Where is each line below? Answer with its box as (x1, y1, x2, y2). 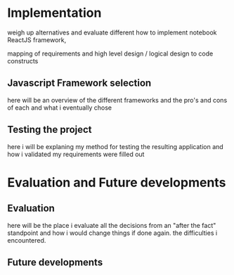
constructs (7, 56, 39, 65)
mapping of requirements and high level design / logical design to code (7, 49, 214, 58)
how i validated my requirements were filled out (7, 150, 145, 158)
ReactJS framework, (7, 35, 67, 44)
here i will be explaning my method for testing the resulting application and (7, 142, 223, 151)
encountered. (7, 236, 46, 244)
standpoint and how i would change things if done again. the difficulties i (7, 229, 218, 237)
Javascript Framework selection (7, 77, 152, 89)
